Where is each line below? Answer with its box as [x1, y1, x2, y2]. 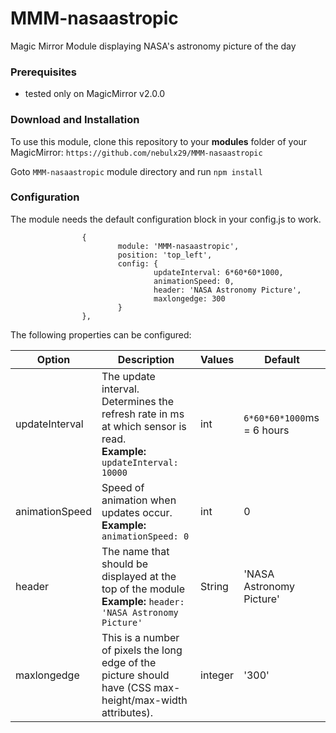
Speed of [101, 480, 145, 494]
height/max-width [101, 693, 188, 707]
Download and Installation [10, 113, 140, 127]
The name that [101, 544, 170, 558]
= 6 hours [243, 423, 290, 437]
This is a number [101, 630, 180, 644]
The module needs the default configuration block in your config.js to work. [10, 213, 322, 225]
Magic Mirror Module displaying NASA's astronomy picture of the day [10, 40, 297, 52]
